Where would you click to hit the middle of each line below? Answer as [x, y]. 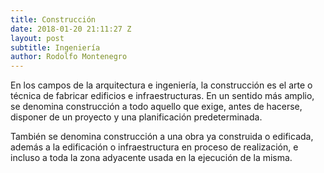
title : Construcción [53, 19]
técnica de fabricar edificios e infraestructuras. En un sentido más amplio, [162, 96]
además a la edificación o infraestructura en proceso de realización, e [154, 147]
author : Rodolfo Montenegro [69, 57]
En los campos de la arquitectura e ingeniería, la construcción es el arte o [161, 85]
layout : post [37, 38]
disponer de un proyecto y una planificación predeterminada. [136, 117]
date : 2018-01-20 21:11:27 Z [71, 29]
